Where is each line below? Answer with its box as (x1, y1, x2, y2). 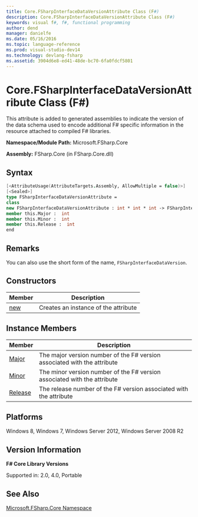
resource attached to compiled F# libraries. (6, 128, 111, 135)
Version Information (6, 445, 81, 455)
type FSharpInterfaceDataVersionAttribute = (6, 194, 117, 200)
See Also (6, 489, 39, 499)
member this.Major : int (6, 210, 70, 217)
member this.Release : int (6, 221, 75, 227)
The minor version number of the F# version (39, 367, 161, 376)
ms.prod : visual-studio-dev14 (6, 47, 81, 53)
